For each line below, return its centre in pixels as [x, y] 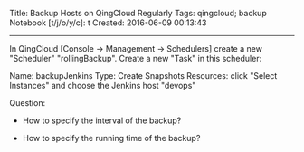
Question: [28, 103]
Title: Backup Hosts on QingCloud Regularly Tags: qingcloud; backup [138, 13]
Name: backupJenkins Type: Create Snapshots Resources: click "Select [143, 76]
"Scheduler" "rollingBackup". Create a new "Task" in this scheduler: [136, 58]
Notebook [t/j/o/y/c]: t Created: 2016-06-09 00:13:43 [108, 23]
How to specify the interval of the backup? [102, 120]
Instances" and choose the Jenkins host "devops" [103, 85]
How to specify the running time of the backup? [111, 138]
